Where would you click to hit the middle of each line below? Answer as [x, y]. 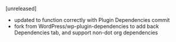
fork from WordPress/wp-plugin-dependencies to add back [86, 26]
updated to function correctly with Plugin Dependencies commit [92, 20]
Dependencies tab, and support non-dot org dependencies [86, 33]
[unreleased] [21, 9]
